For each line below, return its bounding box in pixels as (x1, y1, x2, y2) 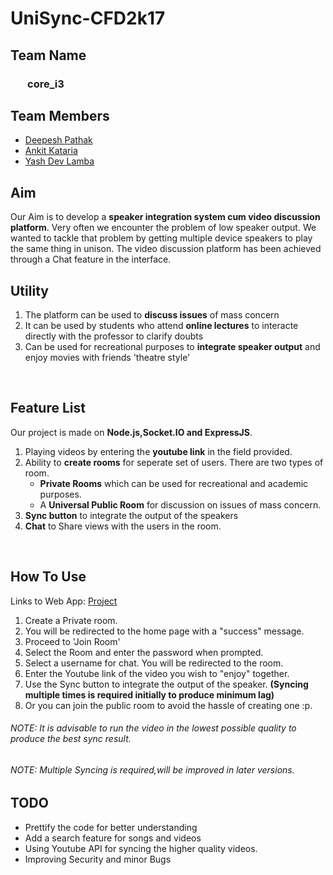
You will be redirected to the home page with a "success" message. (24, 625, 305, 637)
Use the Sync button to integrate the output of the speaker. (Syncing (24, 678, 309, 690)
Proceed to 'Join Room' (24, 635, 121, 647)
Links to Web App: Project (10, 595, 118, 607)
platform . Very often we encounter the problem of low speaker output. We (10, 222, 317, 234)
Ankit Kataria (24, 145, 78, 157)
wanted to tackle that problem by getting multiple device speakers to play (10, 232, 313, 244)
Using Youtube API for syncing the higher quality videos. (24, 842, 258, 854)
